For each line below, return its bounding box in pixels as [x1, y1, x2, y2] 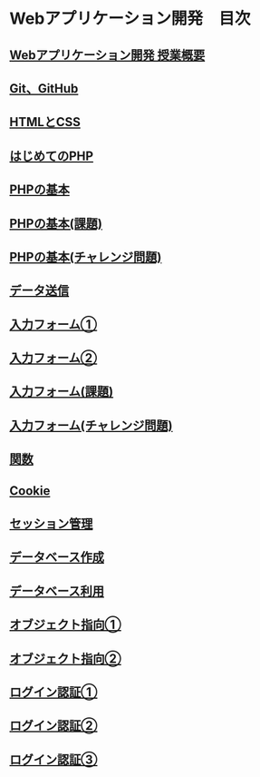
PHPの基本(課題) [9, 215, 102, 231]
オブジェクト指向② [9, 651, 122, 666]
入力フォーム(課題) [9, 384, 114, 399]
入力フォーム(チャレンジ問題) [9, 418, 173, 433]
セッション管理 [9, 516, 93, 532]
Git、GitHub [9, 81, 79, 96]
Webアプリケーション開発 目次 [9, 8, 251, 29]
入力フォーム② [9, 350, 98, 366]
